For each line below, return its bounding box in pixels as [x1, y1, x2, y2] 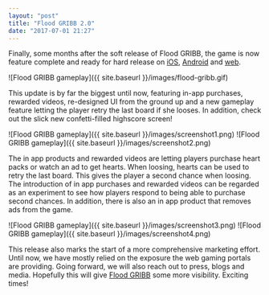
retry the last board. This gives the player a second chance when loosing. [8, 170, 251, 181]
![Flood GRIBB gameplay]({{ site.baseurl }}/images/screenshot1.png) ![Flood [8, 129, 260, 139]
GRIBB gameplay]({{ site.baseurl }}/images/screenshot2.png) [8, 138, 211, 148]
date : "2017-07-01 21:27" [8, 27, 95, 35]
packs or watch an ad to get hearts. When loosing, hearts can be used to [8, 162, 250, 172]
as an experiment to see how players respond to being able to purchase [8, 188, 247, 198]
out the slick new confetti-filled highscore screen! [8, 114, 173, 124]
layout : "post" [8, 11, 59, 20]
